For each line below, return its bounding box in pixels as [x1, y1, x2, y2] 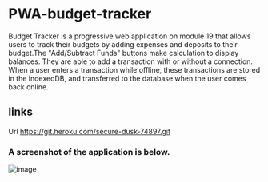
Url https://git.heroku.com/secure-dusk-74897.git [8, 126, 170, 136]
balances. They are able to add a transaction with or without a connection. [8, 57, 254, 66]
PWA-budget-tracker [8, 5, 152, 23]
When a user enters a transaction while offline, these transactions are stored [8, 65, 261, 74]
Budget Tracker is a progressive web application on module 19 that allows [8, 31, 251, 41]
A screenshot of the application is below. [8, 146, 170, 157]
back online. [8, 81, 50, 92]
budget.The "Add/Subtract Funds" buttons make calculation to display [8, 48, 239, 57]
